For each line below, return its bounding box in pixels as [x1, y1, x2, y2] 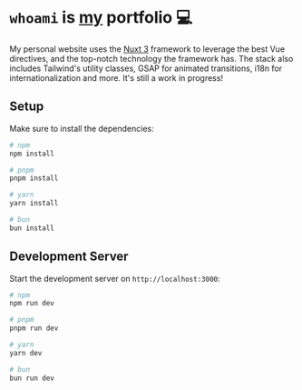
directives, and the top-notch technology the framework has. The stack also [9, 53, 294, 64]
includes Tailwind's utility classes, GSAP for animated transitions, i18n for [9, 63, 283, 74]
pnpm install [9, 174, 59, 183]
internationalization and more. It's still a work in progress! [9, 72, 224, 83]
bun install [9, 224, 54, 233]
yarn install [9, 199, 59, 208]
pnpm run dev [9, 324, 59, 333]
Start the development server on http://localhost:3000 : [9, 273, 220, 284]
